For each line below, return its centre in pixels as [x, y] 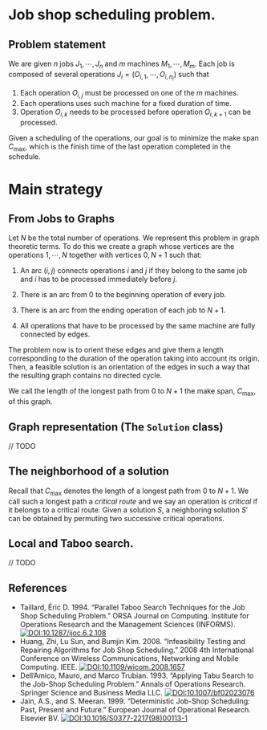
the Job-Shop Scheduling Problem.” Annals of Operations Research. [133, 684]
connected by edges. [55, 334]
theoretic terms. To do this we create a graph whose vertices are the [121, 247]
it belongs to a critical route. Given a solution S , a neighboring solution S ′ [128, 510]
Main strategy [56, 189]
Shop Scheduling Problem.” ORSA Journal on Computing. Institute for [135, 616]
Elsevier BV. [40, 718]
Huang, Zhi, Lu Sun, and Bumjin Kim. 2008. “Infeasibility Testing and [133, 642]
